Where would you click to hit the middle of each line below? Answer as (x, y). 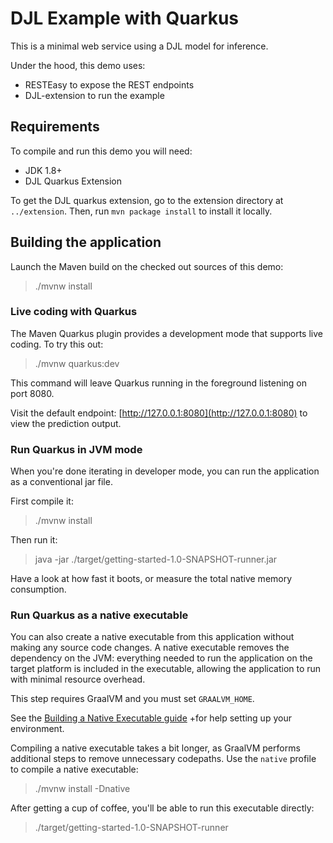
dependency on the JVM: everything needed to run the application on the (161, 658)
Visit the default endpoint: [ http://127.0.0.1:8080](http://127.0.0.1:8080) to (159, 413)
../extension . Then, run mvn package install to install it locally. (141, 211)
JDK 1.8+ (43, 170)
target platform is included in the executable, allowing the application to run (166, 669)
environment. (37, 729)
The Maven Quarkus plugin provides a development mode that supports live (166, 333)
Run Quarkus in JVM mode (76, 449)
